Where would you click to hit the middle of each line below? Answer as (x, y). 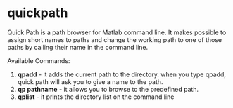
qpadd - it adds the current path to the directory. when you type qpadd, (122, 74)
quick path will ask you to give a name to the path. (90, 81)
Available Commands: (39, 60)
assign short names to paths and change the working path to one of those (115, 39)
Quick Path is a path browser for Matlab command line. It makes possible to (117, 32)
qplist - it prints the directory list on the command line (96, 97)
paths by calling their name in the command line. (78, 47)
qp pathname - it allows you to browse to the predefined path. (108, 89)
